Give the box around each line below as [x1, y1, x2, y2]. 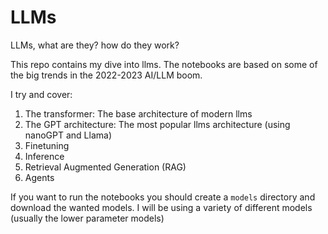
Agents [24, 171, 55, 183]
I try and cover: [10, 88, 73, 100]
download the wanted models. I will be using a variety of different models [10, 201, 313, 213]
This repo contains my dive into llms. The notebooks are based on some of [10, 58, 318, 70]
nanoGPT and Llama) [24, 129, 112, 141]
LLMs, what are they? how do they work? [10, 39, 180, 51]
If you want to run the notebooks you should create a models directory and [10, 191, 316, 203]
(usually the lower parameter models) [10, 212, 165, 224]
